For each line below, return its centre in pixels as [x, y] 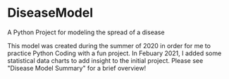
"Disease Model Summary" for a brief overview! [77, 68]
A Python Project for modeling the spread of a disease [86, 32]
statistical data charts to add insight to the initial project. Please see [105, 60]
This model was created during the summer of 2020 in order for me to [109, 45]
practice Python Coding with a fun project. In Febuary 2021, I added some [114, 53]
